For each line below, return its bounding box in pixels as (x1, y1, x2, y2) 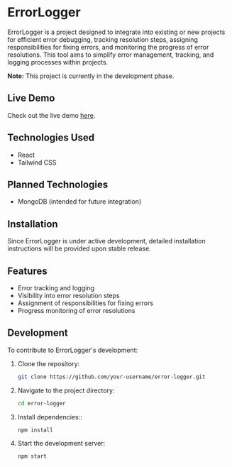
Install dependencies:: (17, 412, 83, 421)
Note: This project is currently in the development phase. (7, 72, 175, 80)
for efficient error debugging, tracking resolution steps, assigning (7, 35, 199, 43)
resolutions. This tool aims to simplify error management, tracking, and (7, 50, 214, 59)
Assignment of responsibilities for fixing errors (17, 299, 154, 307)
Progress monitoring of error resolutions (17, 307, 136, 314)
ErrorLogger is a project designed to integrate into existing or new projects (7, 28, 226, 36)
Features (7, 265, 48, 277)
